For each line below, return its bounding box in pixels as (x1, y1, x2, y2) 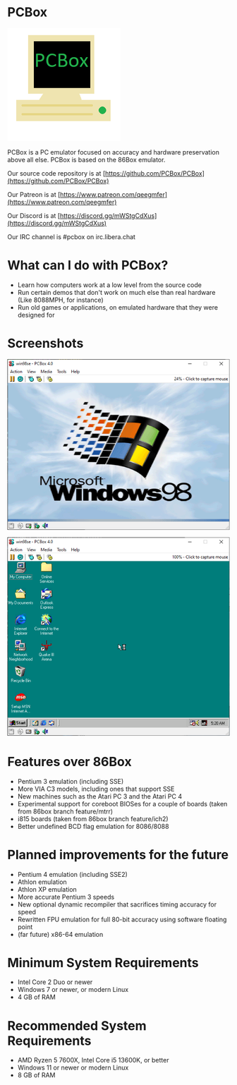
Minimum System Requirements (7, 954, 199, 971)
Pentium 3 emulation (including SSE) (17, 777, 124, 785)
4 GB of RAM (17, 993, 56, 1002)
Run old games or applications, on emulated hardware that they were (17, 303, 219, 311)
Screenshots (7, 336, 84, 351)
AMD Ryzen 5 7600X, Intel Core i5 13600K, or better (17, 1056, 169, 1065)
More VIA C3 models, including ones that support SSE (17, 784, 175, 793)
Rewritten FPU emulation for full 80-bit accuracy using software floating (17, 915, 227, 923)
